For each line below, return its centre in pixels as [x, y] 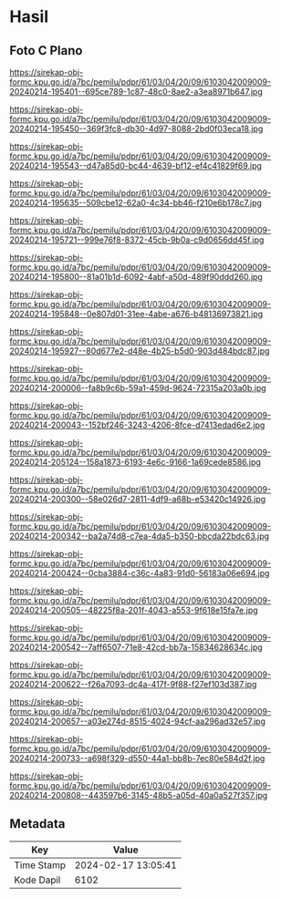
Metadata [37, 824]
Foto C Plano [46, 51]
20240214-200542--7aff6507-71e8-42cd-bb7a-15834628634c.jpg [136, 647]
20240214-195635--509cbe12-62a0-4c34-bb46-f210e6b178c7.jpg [136, 203]
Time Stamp [40, 865]
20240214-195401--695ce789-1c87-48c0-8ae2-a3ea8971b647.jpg [136, 92]
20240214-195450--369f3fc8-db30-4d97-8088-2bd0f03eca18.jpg [136, 129]
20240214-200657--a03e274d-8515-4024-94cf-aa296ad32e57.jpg [138, 721]
